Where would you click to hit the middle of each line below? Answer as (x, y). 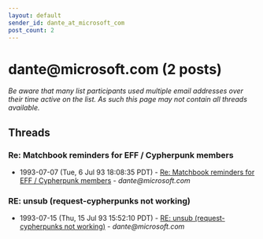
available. (24, 108)
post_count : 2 (31, 30)
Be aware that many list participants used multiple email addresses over (126, 91)
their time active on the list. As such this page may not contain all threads (128, 99)
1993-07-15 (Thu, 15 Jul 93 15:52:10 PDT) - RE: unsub (106, 218)
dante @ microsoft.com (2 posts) (115, 69)
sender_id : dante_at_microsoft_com (67, 23)
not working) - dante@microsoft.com (124, 226)
